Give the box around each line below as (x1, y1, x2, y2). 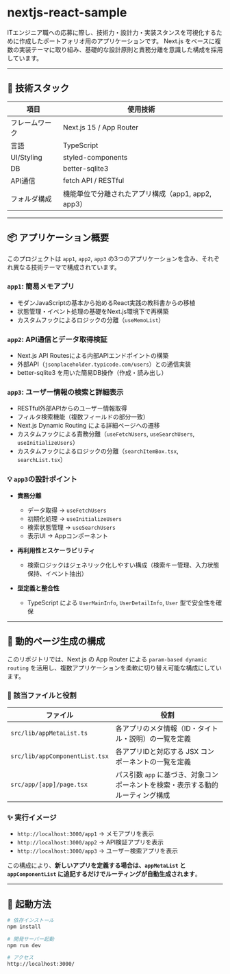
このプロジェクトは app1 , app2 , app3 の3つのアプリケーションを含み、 (7, 254, 202, 263)
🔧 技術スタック (7, 82, 70, 94)
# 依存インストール (7, 916, 55, 923)
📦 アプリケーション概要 (7, 232, 110, 244)
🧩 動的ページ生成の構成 (7, 635, 105, 647)
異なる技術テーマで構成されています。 (12, 263, 121, 271)
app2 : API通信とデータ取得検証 (7, 334, 107, 344)
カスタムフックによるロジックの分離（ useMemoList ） (16, 315, 165, 324)
